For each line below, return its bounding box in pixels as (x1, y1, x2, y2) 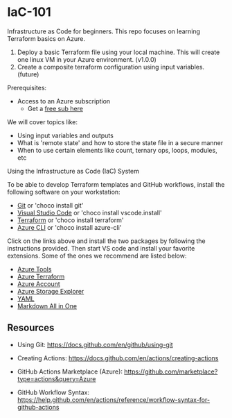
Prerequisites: (7, 83, 47, 92)
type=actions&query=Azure (17, 374, 96, 383)
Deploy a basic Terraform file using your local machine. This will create (17, 48, 220, 56)
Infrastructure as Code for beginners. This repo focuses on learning (7, 27, 201, 35)
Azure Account (17, 279, 60, 288)
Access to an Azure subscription (17, 97, 111, 105)
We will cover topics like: (7, 117, 78, 126)
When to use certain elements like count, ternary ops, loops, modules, (17, 146, 217, 154)
